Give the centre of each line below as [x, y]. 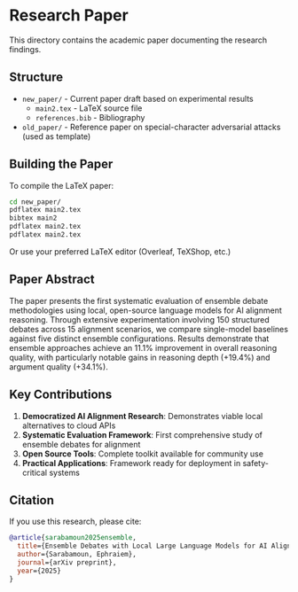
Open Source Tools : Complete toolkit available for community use [143, 454]
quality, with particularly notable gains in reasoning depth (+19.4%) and [140, 357]
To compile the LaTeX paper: [61, 185]
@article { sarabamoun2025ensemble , [73, 538]
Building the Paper [61, 164]
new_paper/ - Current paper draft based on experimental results [138, 98]
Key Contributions [61, 395]
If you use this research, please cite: [75, 522]
